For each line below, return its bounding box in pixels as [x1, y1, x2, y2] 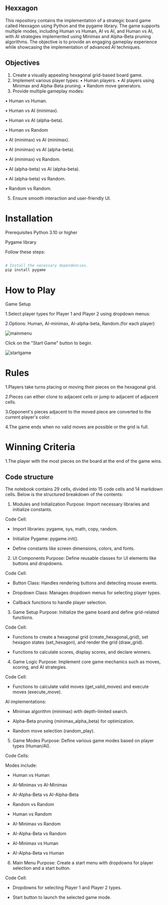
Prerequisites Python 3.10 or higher [5, 229, 78, 235]
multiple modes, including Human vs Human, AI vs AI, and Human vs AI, [5, 28, 154, 34]
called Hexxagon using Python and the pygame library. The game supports [5, 23, 160, 29]
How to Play [5, 284, 56, 296]
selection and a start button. [12, 865, 71, 871]
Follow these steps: [5, 249, 45, 255]
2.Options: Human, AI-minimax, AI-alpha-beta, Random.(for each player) [5, 321, 155, 327]
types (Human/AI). [12, 743, 51, 749]
